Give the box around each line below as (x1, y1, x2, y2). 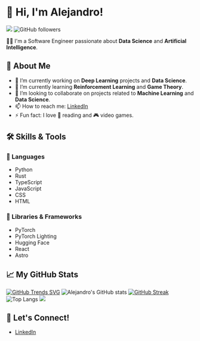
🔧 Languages (6, 153, 45, 161)
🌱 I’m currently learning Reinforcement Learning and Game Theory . (14, 83, 184, 90)
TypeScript (14, 179, 42, 186)
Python (14, 166, 33, 173)
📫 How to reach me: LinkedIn (14, 103, 88, 110)
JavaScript (14, 185, 42, 193)
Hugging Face (14, 238, 50, 246)
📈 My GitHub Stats (6, 269, 79, 280)
